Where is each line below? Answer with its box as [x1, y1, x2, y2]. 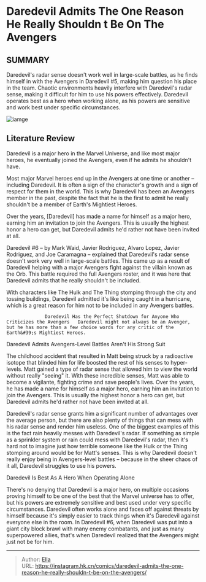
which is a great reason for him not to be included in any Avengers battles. [6, 301, 194, 309]
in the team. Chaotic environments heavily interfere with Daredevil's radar [6, 84, 193, 91]
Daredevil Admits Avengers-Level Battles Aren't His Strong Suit [6, 340, 166, 347]
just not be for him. [6, 538, 54, 545]
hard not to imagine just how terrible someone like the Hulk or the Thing [6, 442, 188, 449]
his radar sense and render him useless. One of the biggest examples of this [6, 422, 199, 430]
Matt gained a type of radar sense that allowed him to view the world [23, 365, 198, 373]
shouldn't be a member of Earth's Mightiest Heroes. [6, 201, 137, 208]
